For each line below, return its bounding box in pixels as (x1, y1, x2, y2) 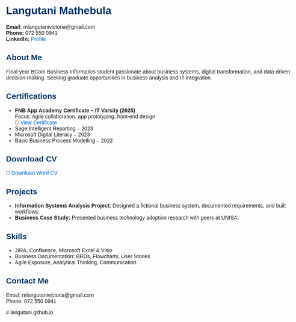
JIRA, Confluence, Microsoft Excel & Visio (14, 247, 113, 253)
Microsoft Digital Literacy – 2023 (14, 131, 90, 138)
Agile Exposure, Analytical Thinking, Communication (14, 259, 137, 265)
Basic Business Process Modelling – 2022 (14, 137, 113, 144)
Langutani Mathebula (6, 4, 111, 17)
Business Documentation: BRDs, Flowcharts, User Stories (14, 253, 150, 259)
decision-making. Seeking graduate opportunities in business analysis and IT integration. (6, 74, 212, 81)
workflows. (14, 208, 40, 215)
